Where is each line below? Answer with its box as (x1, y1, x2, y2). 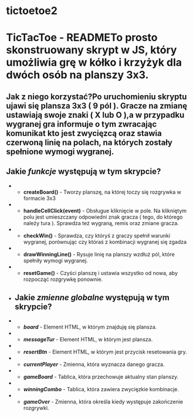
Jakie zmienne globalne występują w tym (14, 292, 170, 303)
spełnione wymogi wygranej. (6, 147, 114, 157)
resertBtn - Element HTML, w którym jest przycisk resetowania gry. (23, 348, 188, 355)
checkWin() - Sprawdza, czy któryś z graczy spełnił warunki (23, 232, 171, 239)
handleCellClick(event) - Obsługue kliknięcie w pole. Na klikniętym (23, 207, 187, 214)
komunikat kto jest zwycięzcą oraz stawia (6, 128, 162, 138)
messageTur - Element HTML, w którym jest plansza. (23, 336, 153, 343)
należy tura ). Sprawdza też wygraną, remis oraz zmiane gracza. (23, 219, 179, 226)
